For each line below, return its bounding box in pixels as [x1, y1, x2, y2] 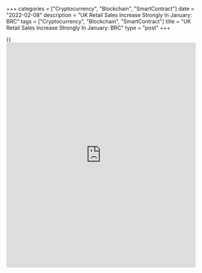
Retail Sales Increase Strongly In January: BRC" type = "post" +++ [6, 24, 171, 31]
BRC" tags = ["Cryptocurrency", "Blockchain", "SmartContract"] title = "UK [6, 18, 191, 25]
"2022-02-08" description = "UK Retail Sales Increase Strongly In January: [6, 11, 192, 19]
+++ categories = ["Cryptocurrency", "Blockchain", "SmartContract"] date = [6, 5, 195, 12]
